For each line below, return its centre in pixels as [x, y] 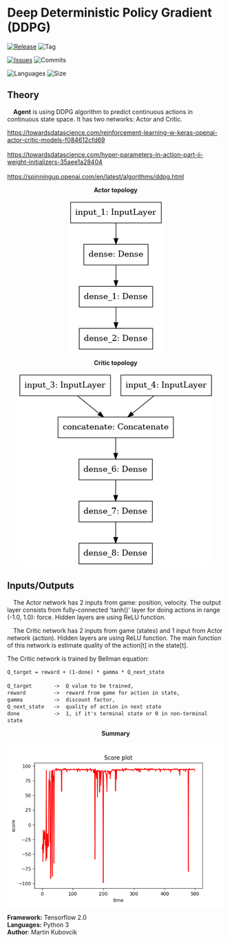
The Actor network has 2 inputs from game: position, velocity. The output [117, 602]
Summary [116, 733]
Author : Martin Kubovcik [42, 932]
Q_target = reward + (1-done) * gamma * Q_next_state [86, 672]
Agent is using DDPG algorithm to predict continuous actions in [103, 111]
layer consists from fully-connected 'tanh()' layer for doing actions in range [114, 610]
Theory [23, 95]
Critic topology [116, 362]
